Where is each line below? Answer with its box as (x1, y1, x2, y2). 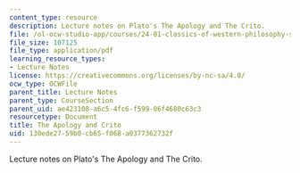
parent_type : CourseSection (9, 95, 114, 105)
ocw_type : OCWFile (9, 79, 78, 88)
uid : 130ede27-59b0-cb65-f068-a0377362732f (9, 129, 174, 138)
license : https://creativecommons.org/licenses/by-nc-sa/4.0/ (9, 71, 246, 80)
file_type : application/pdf (9, 46, 114, 55)
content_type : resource (9, 12, 98, 22)
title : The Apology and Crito (9, 121, 122, 130)
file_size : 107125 (9, 37, 78, 47)
